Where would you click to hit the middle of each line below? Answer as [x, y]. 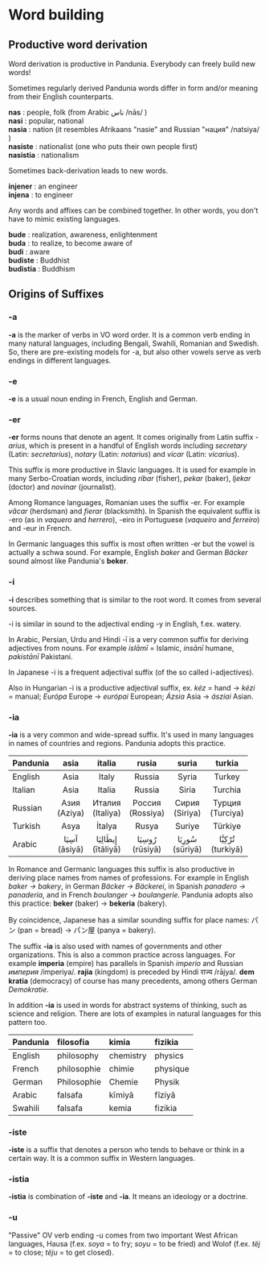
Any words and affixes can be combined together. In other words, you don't [133, 210]
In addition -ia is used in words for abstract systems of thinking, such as [128, 1005]
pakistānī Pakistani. [41, 656]
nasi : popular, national [46, 121]
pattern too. [28, 1022]
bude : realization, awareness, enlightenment [83, 234]
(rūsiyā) [147, 849]
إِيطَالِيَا [107, 839]
